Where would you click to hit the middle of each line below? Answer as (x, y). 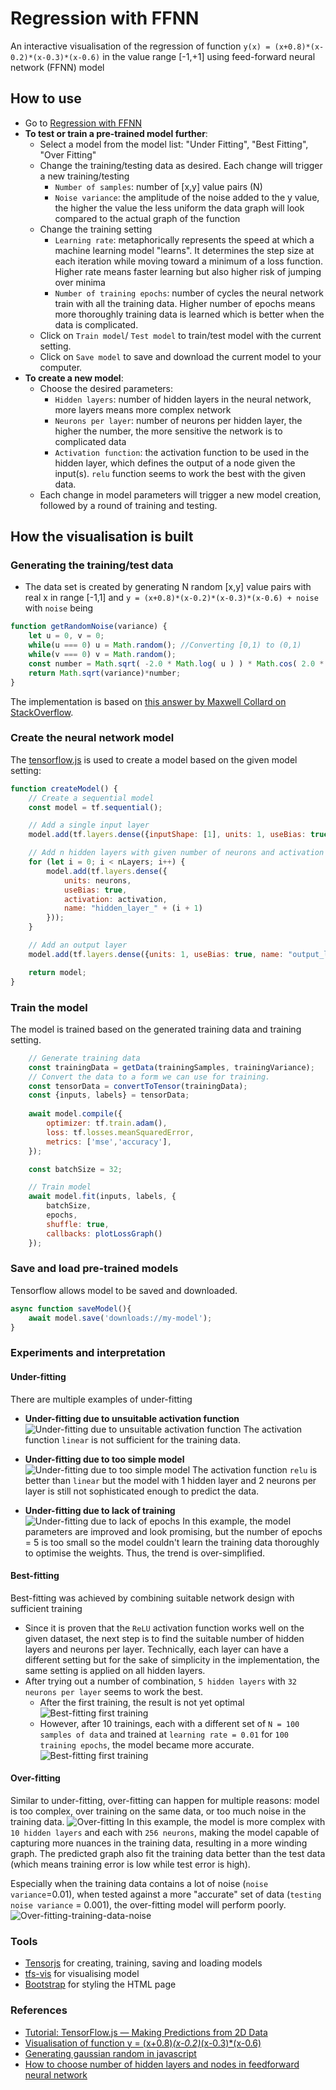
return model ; (57, 972)
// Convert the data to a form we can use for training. (149, 1077)
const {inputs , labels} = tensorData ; (109, 1095)
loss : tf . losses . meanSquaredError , (120, 1132)
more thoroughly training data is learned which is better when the (189, 314)
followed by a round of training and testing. (128, 505)
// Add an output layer (78, 945)
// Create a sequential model (91, 798)
